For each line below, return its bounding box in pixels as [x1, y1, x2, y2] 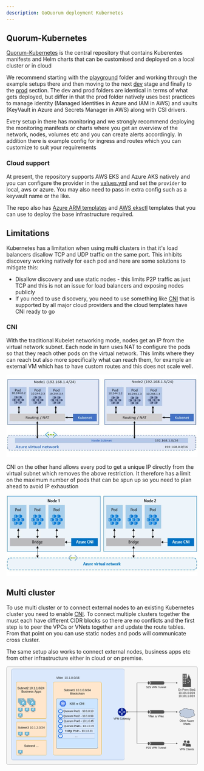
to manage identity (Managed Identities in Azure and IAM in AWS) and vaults [6, 100, 198, 107]
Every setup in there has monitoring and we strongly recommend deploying [6, 118, 195, 125]
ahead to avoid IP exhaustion [6, 483, 79, 490]
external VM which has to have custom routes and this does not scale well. [6, 362, 194, 370]
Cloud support [6, 159, 50, 167]
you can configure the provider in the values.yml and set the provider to [6, 179, 187, 187]
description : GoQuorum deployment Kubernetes [6, 10, 123, 16]
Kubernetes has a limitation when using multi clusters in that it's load [6, 244, 178, 252]
